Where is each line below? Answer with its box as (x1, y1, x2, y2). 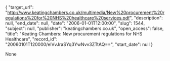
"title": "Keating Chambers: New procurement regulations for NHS (5, 31, 143, 36)
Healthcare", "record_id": (5, 36, 58, 42)
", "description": (130, 15, 163, 20)
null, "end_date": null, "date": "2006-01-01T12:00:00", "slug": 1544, (5, 20, 145, 26)
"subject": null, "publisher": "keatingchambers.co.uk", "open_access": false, (5, 25, 164, 31)
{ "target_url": (5, 4, 34, 10)
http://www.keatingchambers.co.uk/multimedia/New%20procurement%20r (7, 9, 165, 15)
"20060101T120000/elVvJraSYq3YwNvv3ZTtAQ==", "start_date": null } (5, 41, 153, 47)
